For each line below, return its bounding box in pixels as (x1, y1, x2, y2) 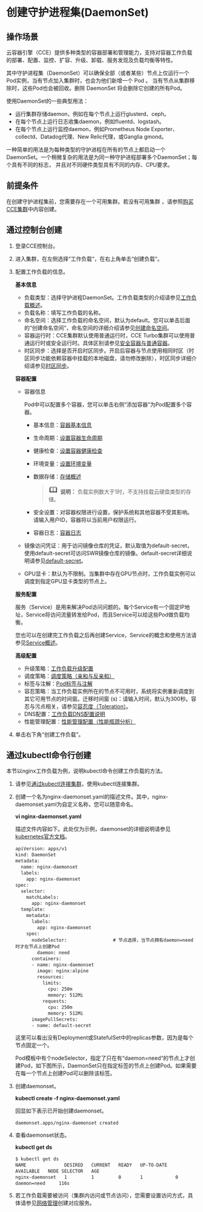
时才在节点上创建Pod (15, 944, 60, 950)
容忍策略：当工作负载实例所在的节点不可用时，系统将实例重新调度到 (24, 687, 195, 695)
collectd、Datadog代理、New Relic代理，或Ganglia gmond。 (15, 133, 167, 140)
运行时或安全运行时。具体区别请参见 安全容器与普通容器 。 (29, 339, 173, 347)
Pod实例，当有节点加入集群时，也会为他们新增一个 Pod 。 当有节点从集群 (6, 77, 190, 84)
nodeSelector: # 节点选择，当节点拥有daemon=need (31, 937, 194, 944)
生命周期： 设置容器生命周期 (33, 434, 103, 441)
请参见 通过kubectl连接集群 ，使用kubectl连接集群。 (15, 780, 143, 788)
